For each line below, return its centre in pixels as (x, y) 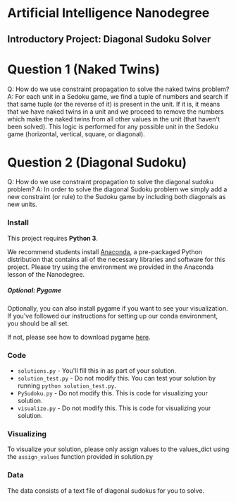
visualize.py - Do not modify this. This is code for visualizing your (114, 408)
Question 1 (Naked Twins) (84, 69)
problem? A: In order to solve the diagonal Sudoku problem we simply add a (117, 189)
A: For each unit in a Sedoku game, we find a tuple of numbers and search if (118, 96)
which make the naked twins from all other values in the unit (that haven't (114, 119)
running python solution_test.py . (67, 386)
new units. (22, 204)
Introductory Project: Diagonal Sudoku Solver (109, 39)
